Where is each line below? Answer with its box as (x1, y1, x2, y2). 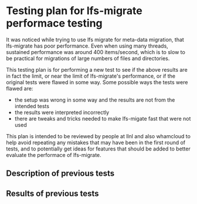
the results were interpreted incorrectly (14, 109, 110, 116)
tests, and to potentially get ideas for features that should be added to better (6, 145, 191, 152)
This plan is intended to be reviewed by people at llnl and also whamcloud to (6, 132, 191, 139)
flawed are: (6, 85, 33, 92)
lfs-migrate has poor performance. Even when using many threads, (6, 42, 168, 49)
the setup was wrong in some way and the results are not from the (14, 96, 175, 103)
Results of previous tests (6, 188, 99, 198)
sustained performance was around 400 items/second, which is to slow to (6, 48, 186, 55)
